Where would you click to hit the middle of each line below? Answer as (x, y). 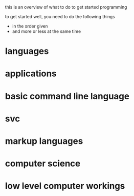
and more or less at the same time (46, 31)
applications (31, 74)
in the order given (30, 26)
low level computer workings (65, 186)
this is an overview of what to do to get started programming (66, 7)
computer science (43, 164)
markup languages (44, 141)
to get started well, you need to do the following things (60, 16)
